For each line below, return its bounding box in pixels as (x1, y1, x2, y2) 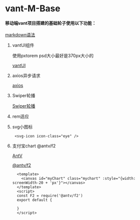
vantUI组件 (12, 42, 34, 48)
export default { (17, 197, 53, 203)
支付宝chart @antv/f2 (12, 143, 56, 149)
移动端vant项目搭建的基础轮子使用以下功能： (5, 20, 97, 26)
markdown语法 (5, 32, 35, 38)
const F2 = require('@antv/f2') (17, 193, 83, 198)
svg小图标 (12, 124, 33, 130)
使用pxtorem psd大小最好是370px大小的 (12, 53, 94, 59)
